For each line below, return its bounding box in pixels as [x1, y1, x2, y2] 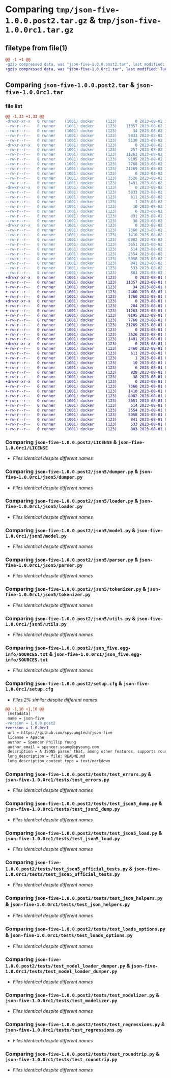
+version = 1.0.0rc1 [5, 726, 49, 731]
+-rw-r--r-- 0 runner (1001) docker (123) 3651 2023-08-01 [5, 398, 163, 403]
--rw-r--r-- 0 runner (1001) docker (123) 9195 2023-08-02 [5, 157, 163, 162]
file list [5, 102, 23, 109]
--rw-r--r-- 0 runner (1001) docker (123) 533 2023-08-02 [5, 266, 163, 271]
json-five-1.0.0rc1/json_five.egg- [53, 651, 142, 657]
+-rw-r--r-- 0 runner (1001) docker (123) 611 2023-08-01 [5, 351, 163, 356]
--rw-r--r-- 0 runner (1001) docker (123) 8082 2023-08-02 [5, 237, 163, 242]
